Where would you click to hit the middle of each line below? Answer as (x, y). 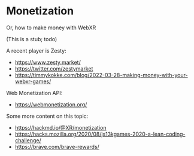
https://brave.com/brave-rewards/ (57, 146)
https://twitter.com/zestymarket (54, 68)
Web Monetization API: (34, 93)
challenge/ (28, 140)
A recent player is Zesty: (37, 51)
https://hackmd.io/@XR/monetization (60, 127)
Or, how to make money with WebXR (51, 27)
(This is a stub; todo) (32, 39)
